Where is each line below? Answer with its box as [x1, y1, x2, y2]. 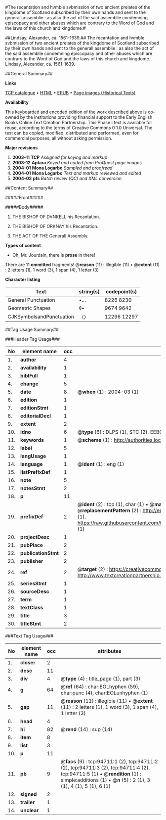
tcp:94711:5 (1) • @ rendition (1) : [60, 771, 142, 777]
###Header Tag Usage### [5, 336, 60, 342]
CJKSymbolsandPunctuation [7, 314, 74, 320]
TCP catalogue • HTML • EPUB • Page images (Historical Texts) [5, 90, 136, 95]
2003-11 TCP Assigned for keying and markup [12, 154, 108, 160]
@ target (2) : [77, 566, 108, 573]
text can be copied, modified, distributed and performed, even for [5, 130, 139, 136]
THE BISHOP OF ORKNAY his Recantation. [12, 224, 99, 229]
